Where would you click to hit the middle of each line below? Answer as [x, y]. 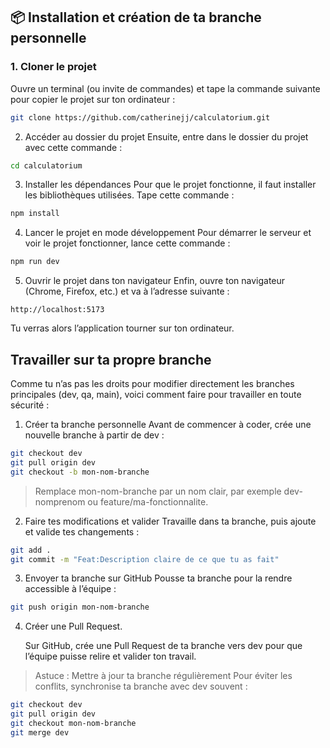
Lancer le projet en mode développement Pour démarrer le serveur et [168, 233]
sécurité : [30, 405]
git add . [31, 550]
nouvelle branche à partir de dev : [94, 435]
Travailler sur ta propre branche [111, 359]
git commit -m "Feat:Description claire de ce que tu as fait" [145, 559]
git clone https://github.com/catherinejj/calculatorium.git [140, 117]
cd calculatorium [46, 165]
